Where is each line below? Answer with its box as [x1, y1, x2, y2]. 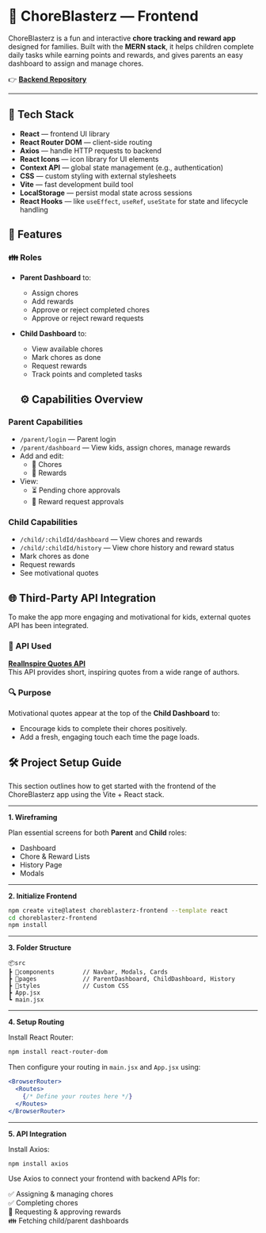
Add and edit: [19, 451, 64, 461]
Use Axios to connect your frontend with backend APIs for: [8, 1174, 200, 1184]
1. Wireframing [8, 812, 58, 821]
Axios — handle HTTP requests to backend [19, 146, 162, 155]
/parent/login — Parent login [19, 435, 116, 444]
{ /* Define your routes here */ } [22, 1092, 133, 1101]
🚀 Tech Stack [8, 108, 74, 121]
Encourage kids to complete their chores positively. [19, 723, 188, 733]
